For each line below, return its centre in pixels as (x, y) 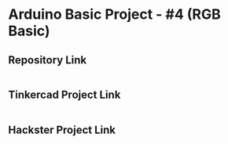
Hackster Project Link (62, 130)
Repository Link (48, 60)
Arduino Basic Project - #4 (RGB (115, 14)
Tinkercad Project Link (64, 95)
